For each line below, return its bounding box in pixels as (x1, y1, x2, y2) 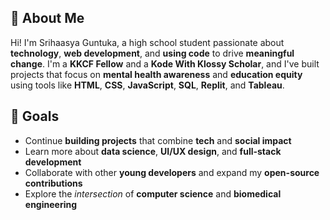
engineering (24, 198, 78, 210)
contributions (24, 177, 83, 189)
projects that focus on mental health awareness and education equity (10, 68, 303, 80)
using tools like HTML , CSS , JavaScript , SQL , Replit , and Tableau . (10, 79, 285, 91)
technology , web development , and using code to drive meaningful (10, 47, 295, 59)
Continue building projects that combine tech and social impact (24, 134, 292, 146)
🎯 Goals (10, 108, 60, 125)
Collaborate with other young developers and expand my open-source (24, 166, 320, 178)
